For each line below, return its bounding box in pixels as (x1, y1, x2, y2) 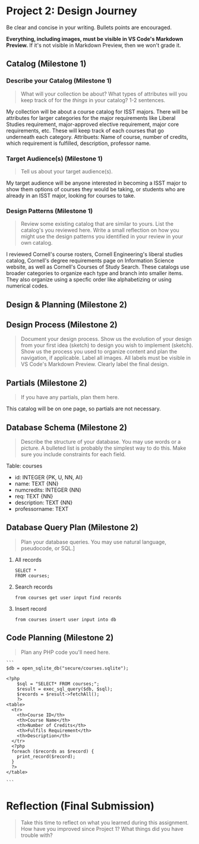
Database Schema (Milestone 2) (6, 422, 128, 432)
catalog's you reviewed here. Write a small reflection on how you (20, 227, 179, 234)
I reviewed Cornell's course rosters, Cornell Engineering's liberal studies (6, 251, 183, 258)
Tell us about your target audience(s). (20, 167, 113, 175)
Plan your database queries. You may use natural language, (20, 538, 167, 545)
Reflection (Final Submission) (6, 799, 154, 813)
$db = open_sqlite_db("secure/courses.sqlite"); (6, 665, 129, 671)
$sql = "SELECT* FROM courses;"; (17, 681, 100, 687)
